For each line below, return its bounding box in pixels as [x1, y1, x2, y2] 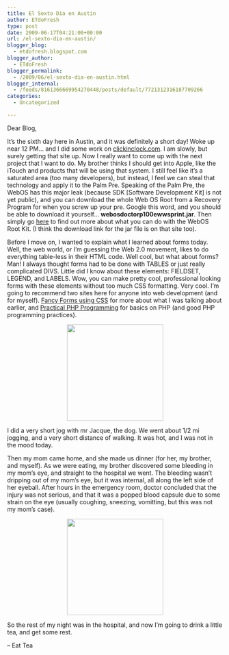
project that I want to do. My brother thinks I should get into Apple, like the [7, 159, 217, 167]
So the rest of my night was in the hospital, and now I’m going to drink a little [7, 621, 223, 629]
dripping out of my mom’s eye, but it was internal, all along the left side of [7, 475, 214, 484]
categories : [7, 93, 41, 100]
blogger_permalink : [7, 67, 63, 74]
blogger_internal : [7, 80, 59, 87]
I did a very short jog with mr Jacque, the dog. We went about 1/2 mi [7, 426, 200, 434]
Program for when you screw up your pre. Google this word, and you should [7, 203, 221, 211]
